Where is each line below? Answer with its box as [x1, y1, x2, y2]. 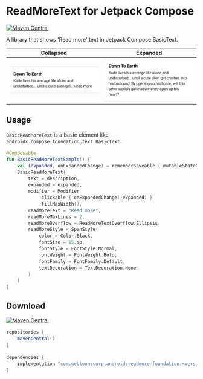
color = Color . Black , [38, 233, 94, 239]
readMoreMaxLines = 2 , [28, 213, 85, 220]
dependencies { [6, 355, 45, 361]
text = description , [28, 175, 80, 182]
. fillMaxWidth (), [38, 201, 83, 207]
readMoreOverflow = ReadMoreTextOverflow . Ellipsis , [28, 220, 161, 226]
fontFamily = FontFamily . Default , [38, 258, 126, 264]
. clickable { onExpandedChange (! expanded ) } [38, 195, 153, 201]
